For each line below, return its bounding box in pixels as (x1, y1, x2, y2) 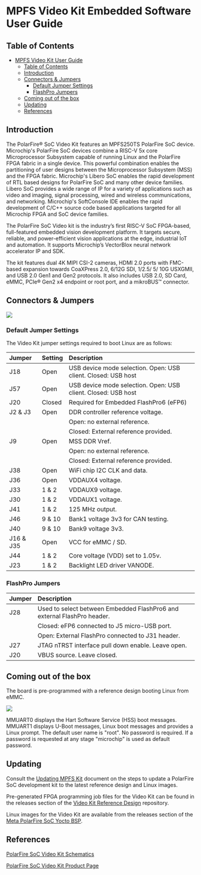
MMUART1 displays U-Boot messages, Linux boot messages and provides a (6, 722, 193, 730)
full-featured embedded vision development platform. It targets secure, (6, 228, 182, 236)
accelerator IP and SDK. (6, 247, 65, 255)
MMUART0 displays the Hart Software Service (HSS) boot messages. (6, 717, 177, 724)
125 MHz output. (68, 505, 117, 513)
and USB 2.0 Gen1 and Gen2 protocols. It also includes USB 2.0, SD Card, (6, 272, 187, 279)
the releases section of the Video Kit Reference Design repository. (6, 799, 169, 806)
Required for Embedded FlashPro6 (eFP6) (68, 398, 187, 406)
